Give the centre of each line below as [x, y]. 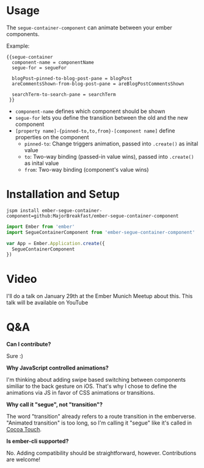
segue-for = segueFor [39, 68]
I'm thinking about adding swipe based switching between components [96, 380]
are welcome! [24, 459]
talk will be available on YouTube [47, 302]
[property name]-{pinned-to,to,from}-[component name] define [95, 130]
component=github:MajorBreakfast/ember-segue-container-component [93, 216]
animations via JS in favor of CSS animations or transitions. [81, 393]
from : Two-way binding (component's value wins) [86, 169]
